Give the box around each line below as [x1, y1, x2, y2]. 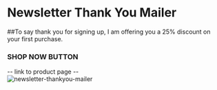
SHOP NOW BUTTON [7, 52, 79, 61]
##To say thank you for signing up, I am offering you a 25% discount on [7, 27, 211, 36]
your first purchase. [7, 34, 63, 43]
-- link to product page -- [7, 67, 79, 76]
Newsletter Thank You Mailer [7, 5, 177, 21]
